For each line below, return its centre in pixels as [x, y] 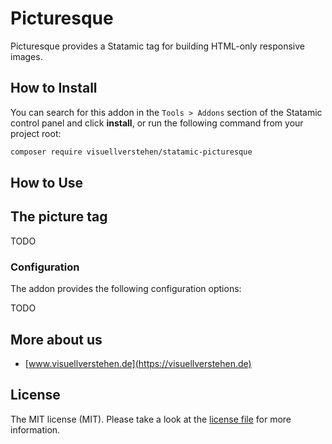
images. [26, 56]
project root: [36, 133]
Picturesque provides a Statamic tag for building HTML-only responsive [157, 46]
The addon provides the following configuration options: [126, 289]
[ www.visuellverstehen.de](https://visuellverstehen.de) [138, 363]
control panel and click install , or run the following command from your [157, 123]
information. [35, 429]
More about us [56, 339]
